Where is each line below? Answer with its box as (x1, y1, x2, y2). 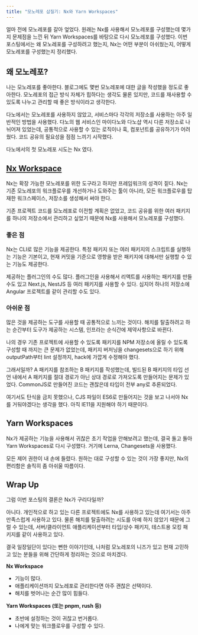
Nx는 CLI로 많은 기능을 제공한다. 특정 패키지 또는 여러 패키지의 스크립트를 (6, 245, 176, 252)
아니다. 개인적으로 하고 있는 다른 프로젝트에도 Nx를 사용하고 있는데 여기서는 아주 (6, 509, 191, 516)
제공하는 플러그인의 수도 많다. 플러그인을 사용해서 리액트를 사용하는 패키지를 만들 (6, 273, 193, 280)
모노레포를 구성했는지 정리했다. (6, 48, 78, 55)
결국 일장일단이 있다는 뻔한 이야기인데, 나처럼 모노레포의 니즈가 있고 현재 (6, 543, 173, 551)
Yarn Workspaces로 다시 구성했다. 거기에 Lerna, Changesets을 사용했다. (6, 442, 177, 449)
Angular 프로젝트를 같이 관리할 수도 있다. (6, 288, 101, 295)
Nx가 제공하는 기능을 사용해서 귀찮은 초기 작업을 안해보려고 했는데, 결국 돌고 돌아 (6, 435, 193, 442)
